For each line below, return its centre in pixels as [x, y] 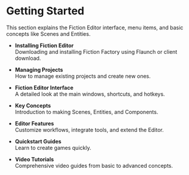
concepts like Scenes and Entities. [48, 33]
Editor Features [34, 123]
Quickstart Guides [38, 141]
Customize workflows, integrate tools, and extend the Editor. [89, 130]
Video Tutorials [34, 159]
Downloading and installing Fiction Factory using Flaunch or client [96, 51]
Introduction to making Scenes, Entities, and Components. [86, 112]
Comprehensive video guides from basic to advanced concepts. [94, 165]
